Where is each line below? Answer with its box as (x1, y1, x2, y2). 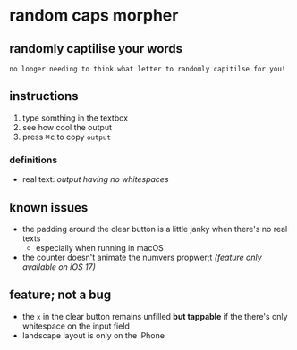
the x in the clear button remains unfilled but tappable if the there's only (21, 311, 288, 321)
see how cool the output (21, 121, 113, 132)
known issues (9, 200, 89, 215)
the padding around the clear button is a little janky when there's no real (21, 223, 288, 234)
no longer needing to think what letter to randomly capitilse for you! (9, 64, 286, 73)
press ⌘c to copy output (21, 131, 112, 142)
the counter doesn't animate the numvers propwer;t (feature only (21, 252, 262, 262)
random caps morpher (9, 5, 179, 26)
